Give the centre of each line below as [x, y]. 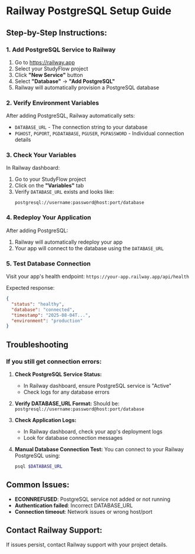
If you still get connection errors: [54, 361]
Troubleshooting [37, 344]
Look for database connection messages [73, 438]
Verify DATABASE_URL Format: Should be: [67, 404]
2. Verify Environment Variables [52, 103]
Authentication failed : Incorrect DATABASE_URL [74, 505]
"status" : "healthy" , [38, 304]
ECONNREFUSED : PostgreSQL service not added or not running [92, 499]
